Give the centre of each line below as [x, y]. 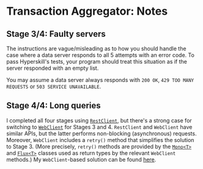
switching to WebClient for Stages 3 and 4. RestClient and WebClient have [99, 127]
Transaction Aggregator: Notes [87, 11]
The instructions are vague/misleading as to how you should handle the [96, 48]
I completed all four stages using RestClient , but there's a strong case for [99, 120]
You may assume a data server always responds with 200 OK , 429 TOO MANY [100, 80]
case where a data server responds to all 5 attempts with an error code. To [100, 55]
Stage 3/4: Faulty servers [56, 34]
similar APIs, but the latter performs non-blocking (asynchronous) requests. [102, 133]
